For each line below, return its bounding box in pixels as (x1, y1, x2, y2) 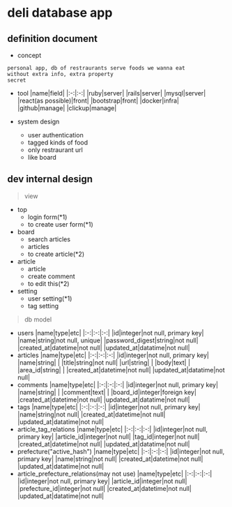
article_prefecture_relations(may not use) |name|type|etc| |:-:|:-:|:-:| (17, 469, 212, 478)
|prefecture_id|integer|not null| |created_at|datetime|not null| (17, 484, 192, 492)
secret (7, 77, 26, 84)
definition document (7, 33, 98, 45)
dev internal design (7, 173, 93, 186)
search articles (27, 235, 71, 243)
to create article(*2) (27, 250, 85, 258)
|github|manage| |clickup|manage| (17, 104, 117, 112)
